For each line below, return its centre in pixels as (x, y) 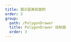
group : (12, 18)
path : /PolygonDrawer (31, 23)
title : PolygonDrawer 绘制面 (38, 28)
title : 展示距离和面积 (26, 9)
